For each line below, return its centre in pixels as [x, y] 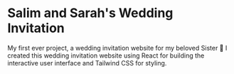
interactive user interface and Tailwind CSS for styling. [87, 63]
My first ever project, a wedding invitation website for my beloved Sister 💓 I [117, 48]
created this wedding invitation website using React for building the [106, 55]
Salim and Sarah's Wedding [90, 13]
